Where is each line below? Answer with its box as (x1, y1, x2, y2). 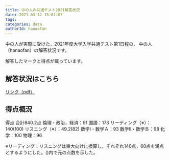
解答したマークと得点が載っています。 (5, 58, 85, 64)
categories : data (5, 21, 42, 27)
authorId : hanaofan (5, 26, 47, 31)
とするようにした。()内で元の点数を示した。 (5, 149, 98, 155)
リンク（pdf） (5, 88, 35, 94)
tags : (5, 17, 17, 22)
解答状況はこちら (5, 74, 59, 83)
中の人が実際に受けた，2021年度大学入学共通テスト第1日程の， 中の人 (5, 41, 153, 47)
